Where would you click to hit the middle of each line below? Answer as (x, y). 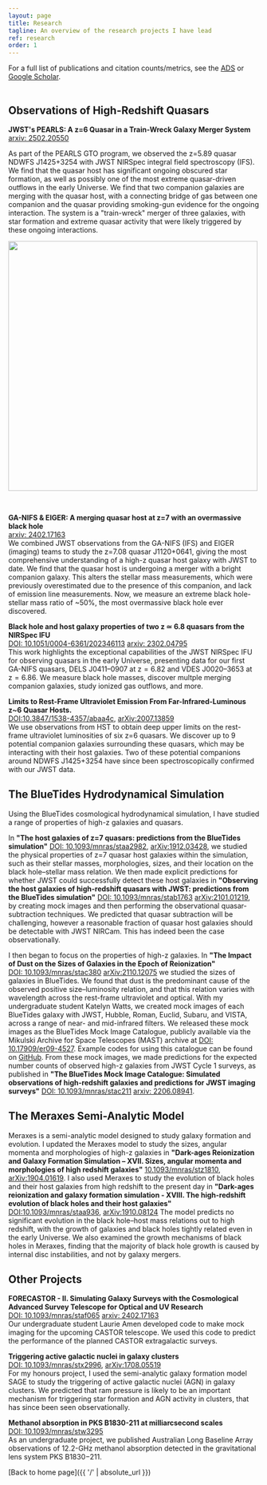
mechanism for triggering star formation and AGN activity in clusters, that (129, 1399)
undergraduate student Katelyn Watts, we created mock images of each (126, 1006)
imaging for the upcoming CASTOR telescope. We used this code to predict (132, 1332)
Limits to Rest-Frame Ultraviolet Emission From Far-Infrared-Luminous (128, 701)
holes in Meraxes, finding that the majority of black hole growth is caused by (134, 1246)
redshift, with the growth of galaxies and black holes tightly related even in (130, 1228)
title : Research (35, 23)
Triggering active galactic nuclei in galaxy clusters (94, 1356)
